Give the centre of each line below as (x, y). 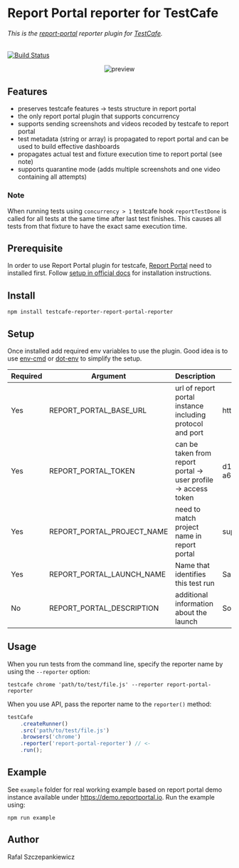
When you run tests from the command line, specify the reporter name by (115, 663)
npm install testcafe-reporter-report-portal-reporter (90, 312)
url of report (195, 388)
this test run (195, 583)
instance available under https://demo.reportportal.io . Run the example (111, 797)
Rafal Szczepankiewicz (41, 857)
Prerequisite (35, 248)
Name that (192, 565)
